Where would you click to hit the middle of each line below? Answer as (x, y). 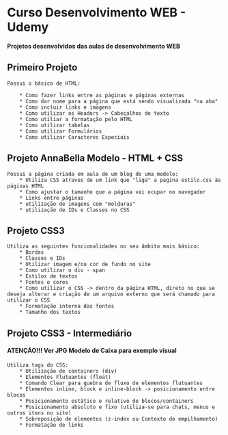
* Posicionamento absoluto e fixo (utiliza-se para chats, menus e (117, 407)
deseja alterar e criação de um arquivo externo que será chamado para (111, 294)
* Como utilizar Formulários (61, 131)
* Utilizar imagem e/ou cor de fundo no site (85, 265)
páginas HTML (26, 186)
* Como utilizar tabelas (55, 125)
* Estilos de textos (48, 276)
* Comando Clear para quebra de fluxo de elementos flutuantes (111, 383)
